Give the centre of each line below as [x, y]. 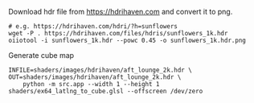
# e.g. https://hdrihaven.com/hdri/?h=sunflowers [93, 27]
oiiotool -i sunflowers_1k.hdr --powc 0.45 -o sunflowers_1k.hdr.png [127, 40]
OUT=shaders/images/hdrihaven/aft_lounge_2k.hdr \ [95, 77]
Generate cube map [41, 55]
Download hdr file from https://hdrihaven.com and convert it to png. [121, 12]
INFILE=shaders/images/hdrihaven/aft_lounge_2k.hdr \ [100, 70]
